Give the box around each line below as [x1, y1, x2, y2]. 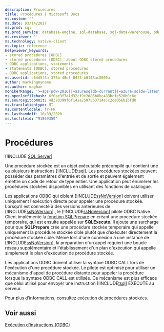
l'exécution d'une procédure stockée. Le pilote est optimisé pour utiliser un [5, 265, 156, 270]
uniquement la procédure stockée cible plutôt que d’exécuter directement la [5, 229, 158, 235]
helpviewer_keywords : [5, 48, 49, 53]
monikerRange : [5, 89, 34, 94]
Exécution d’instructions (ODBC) [5, 322, 70, 328]
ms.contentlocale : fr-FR [5, 107, 56, 112]
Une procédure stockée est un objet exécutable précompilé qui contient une [5, 163, 158, 168]
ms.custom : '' [5, 16, 34, 21]
